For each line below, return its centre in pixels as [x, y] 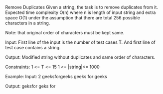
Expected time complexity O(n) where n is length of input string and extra [81, 12]
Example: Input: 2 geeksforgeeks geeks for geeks [56, 76]
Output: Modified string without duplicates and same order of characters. [80, 57]
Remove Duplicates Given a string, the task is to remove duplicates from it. [82, 7]
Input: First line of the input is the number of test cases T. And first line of [80, 42]
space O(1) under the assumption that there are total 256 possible [73, 18]
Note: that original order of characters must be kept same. [65, 33]
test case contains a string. [33, 47]
